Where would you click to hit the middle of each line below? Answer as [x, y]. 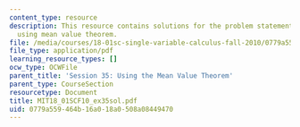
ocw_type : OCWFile [43, 68]
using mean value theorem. [67, 34]
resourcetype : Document [54, 92]
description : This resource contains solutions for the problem [131, 26]
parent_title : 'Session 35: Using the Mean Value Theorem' [121, 76]
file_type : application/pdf [62, 51]
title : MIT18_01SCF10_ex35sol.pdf [74, 101]
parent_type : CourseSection [62, 84]
